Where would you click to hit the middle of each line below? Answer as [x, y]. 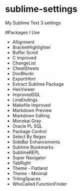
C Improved [24, 57]
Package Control [30, 131]
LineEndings [25, 99]
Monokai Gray [27, 121]
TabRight [22, 163]
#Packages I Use [22, 32]
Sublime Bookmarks [33, 147]
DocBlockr [23, 73]
